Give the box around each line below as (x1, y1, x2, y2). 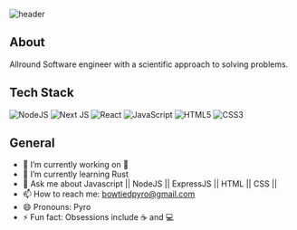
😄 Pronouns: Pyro (22, 202, 91, 213)
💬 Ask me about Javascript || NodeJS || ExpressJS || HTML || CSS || (22, 178, 278, 189)
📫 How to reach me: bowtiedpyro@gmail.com (22, 188, 196, 199)
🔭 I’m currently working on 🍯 (22, 159, 129, 170)
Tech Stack (9, 85, 74, 101)
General (9, 136, 56, 151)
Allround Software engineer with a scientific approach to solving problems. (9, 59, 289, 70)
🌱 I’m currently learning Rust (22, 168, 129, 180)
